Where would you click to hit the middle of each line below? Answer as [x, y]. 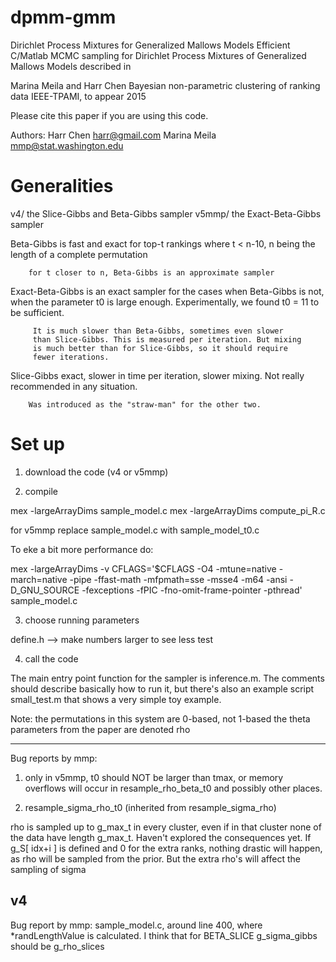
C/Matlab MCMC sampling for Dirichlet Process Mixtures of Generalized [158, 55]
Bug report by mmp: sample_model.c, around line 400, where [136, 925]
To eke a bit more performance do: [82, 549]
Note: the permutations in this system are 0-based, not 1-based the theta [160, 718]
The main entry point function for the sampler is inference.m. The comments [167, 678]
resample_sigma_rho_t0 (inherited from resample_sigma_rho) [150, 807]
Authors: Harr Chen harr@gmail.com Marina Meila [113, 135]
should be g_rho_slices [57, 946]
